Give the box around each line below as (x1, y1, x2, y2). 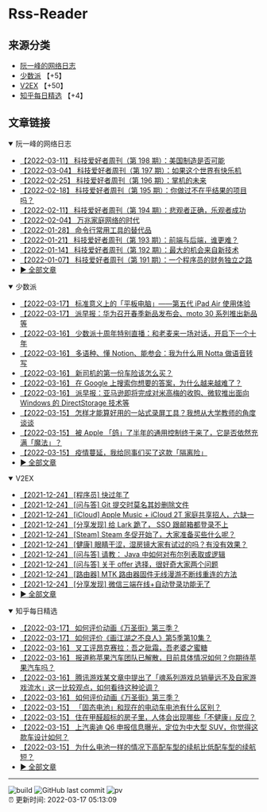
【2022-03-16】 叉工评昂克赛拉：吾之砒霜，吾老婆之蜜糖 (19, 643, 208, 652)
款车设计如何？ (19, 732, 69, 741)
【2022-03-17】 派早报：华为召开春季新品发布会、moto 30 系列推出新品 (19, 308, 258, 318)
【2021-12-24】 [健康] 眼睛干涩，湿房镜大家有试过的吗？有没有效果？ (19, 539, 248, 549)
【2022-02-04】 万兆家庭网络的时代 (19, 215, 141, 225)
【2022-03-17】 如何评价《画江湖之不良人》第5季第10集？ (19, 632, 212, 642)
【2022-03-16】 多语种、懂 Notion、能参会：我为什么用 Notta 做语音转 (19, 348, 253, 358)
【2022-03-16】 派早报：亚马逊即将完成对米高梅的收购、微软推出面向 (19, 388, 250, 397)
